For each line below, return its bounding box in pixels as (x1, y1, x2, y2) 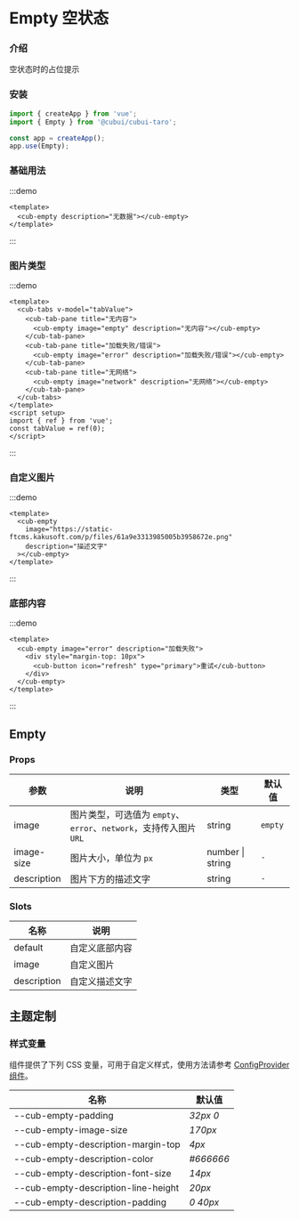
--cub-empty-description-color (13, 1153, 154, 1166)
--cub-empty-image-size (13, 1124, 128, 1136)
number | (206, 846, 245, 859)
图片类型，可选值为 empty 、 (69, 809, 185, 821)
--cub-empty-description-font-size (13, 1167, 172, 1180)
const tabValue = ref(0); (9, 424, 105, 432)
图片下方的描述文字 (69, 873, 151, 885)
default (13, 941, 44, 954)
